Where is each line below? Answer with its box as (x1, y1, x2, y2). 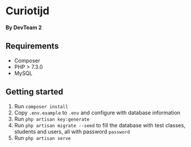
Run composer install (14, 102, 68, 110)
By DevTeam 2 (5, 24, 42, 31)
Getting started (5, 87, 64, 97)
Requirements (5, 41, 59, 51)
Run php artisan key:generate (14, 115, 90, 123)
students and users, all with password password (14, 128, 130, 135)
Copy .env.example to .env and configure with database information (14, 109, 181, 116)
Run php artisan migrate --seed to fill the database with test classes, (14, 121, 186, 129)
